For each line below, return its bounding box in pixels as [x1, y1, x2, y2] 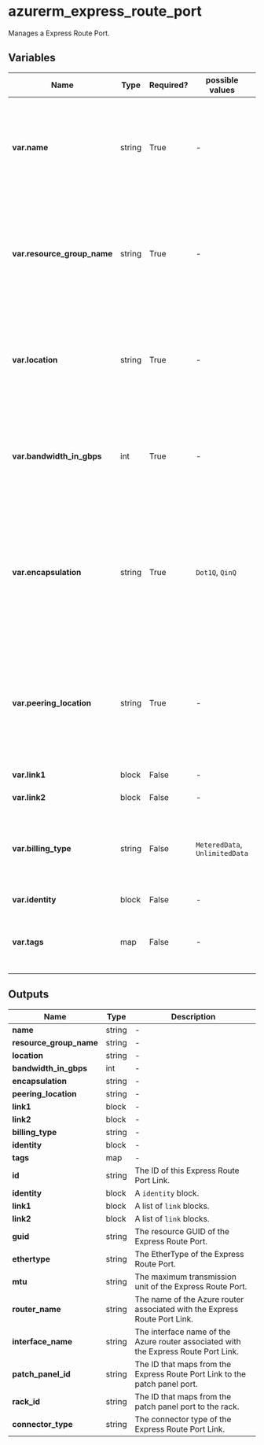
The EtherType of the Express [134, 1248, 244, 1259]
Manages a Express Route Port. [8, 28, 110, 38]
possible [205, 74, 239, 85]
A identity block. [134, 1187, 200, 1198]
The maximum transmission [134, 1271, 237, 1282]
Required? [148, 79, 189, 90]
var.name [12, 142, 49, 153]
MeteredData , [196, 839, 243, 850]
